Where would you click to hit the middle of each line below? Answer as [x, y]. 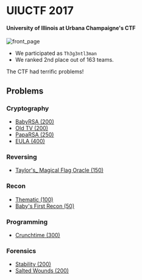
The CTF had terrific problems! [45, 72]
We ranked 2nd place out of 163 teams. [64, 60]
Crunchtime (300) [37, 235]
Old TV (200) [32, 128]
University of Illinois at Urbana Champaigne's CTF [71, 28]
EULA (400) [30, 141]
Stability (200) [33, 264]
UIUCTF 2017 [40, 11]
